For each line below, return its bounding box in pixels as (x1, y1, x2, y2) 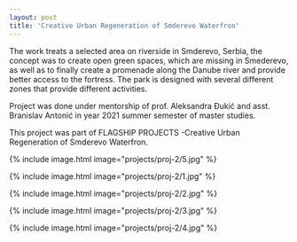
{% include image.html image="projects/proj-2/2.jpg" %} (9, 188, 218, 199)
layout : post (9, 12, 58, 22)
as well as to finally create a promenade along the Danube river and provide (9, 64, 286, 75)
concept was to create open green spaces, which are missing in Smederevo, (9, 55, 289, 66)
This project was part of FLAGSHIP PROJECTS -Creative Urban (9, 127, 241, 137)
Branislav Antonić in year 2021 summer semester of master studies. (9, 110, 256, 121)
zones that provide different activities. (9, 83, 148, 94)
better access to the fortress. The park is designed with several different (9, 74, 274, 84)
